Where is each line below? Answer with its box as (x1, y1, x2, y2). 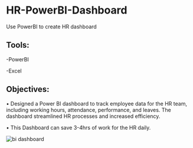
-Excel (6, 67, 22, 74)
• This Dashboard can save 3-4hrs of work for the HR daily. (6, 124, 151, 131)
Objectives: (6, 84, 50, 94)
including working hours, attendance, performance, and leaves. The (6, 106, 171, 113)
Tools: (6, 40, 30, 50)
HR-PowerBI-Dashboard (6, 4, 127, 17)
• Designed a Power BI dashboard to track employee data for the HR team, (6, 100, 188, 107)
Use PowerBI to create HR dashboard (6, 23, 97, 30)
